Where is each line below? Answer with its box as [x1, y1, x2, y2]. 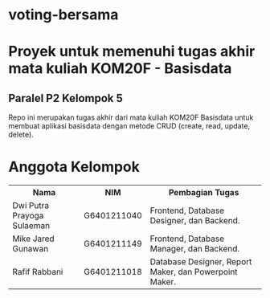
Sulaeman [12, 220, 51, 231]
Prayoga [12, 210, 44, 222]
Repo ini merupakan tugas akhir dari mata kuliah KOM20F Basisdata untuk [8, 112, 254, 122]
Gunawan [12, 243, 49, 255]
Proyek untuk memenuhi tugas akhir [8, 43, 256, 61]
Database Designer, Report [149, 256, 252, 267]
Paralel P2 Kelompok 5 [8, 91, 123, 105]
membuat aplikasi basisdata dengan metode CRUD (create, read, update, [8, 121, 251, 131]
